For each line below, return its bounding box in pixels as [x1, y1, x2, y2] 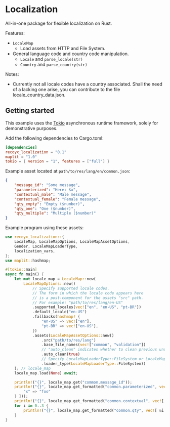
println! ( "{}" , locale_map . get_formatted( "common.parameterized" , [14, 385, 157, 390]
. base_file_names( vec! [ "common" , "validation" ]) [41, 343, 146, 348]
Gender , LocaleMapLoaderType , [14, 244, 78, 249]
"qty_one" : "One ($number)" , [14, 206, 76, 211]
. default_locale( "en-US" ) [32, 310, 87, 315]
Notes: [5, 71, 19, 77]
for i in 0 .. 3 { [14, 403, 49, 408]
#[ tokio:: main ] [5, 267, 37, 272]
